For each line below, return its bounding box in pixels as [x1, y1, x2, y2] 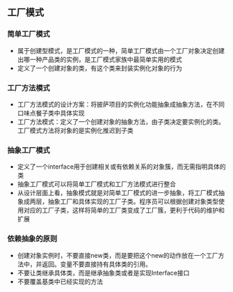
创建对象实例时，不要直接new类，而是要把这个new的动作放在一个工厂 [17, 251, 219, 259]
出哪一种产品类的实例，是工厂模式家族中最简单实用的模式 [17, 55, 182, 63]
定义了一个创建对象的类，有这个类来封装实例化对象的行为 [17, 63, 182, 72]
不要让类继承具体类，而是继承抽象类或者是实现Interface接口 [17, 268, 190, 277]
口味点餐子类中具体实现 [17, 109, 85, 117]
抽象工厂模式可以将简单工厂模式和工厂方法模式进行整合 [17, 180, 176, 188]
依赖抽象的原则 [7, 234, 58, 244]
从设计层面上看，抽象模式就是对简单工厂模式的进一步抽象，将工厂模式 [17, 189, 219, 197]
